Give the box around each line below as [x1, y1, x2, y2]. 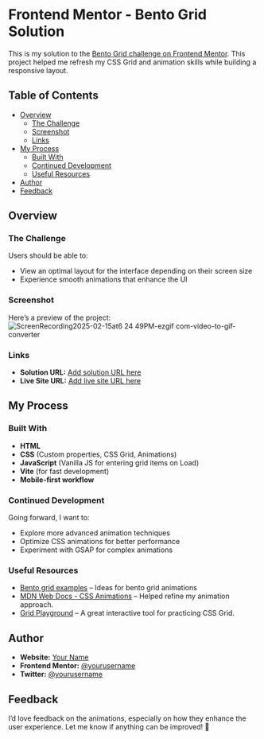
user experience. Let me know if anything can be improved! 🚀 [8, 721, 210, 731]
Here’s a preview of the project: [8, 313, 111, 322]
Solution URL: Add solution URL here [19, 368, 142, 377]
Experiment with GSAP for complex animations [19, 545, 173, 554]
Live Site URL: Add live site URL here [19, 376, 142, 386]
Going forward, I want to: [8, 513, 90, 523]
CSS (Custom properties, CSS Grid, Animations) [19, 449, 177, 459]
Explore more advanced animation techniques [19, 528, 171, 538]
